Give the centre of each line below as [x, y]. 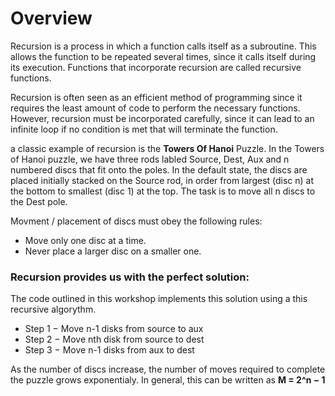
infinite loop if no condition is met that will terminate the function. [144, 129]
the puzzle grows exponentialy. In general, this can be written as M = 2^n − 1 [168, 380]
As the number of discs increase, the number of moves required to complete [168, 369]
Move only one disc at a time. [85, 240]
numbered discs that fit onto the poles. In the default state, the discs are [159, 169]
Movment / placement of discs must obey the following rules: [136, 221]
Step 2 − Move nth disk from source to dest [114, 339]
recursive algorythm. [53, 309]
